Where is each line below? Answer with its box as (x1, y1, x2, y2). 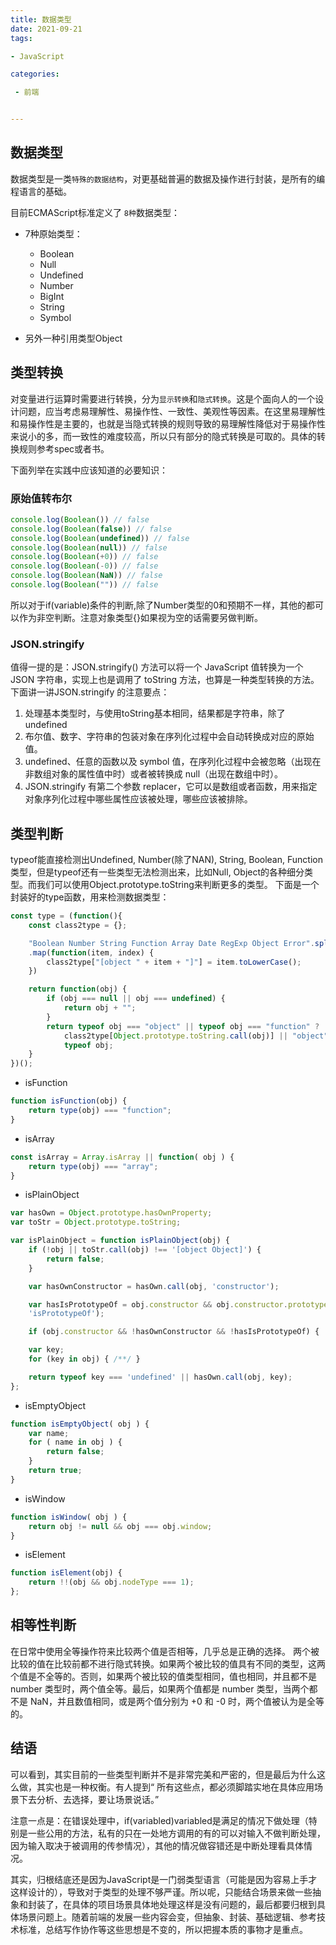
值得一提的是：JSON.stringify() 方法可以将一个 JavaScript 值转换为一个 (10, 661, 304, 673)
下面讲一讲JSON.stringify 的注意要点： (10, 686, 170, 698)
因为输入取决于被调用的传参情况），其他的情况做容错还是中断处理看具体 (10, 1839, 304, 1851)
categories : (10, 69, 60, 80)
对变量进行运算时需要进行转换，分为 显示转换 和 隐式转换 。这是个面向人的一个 (10, 392, 316, 405)
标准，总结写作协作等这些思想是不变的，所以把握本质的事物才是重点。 (18, 1923, 308, 1935)
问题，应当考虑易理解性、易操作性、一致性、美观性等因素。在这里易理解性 (18, 405, 326, 417)
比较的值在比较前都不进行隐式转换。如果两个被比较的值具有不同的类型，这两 (10, 1657, 326, 1670)
